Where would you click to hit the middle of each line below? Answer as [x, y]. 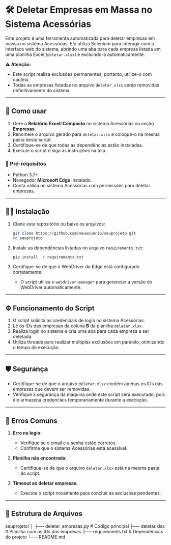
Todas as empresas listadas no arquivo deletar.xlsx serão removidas [86, 85]
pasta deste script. [32, 139]
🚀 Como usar [26, 111]
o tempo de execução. [36, 348]
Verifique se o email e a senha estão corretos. [68, 443]
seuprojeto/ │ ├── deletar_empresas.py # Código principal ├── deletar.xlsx [85, 526]
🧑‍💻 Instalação [27, 212]
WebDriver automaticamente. [51, 288]
